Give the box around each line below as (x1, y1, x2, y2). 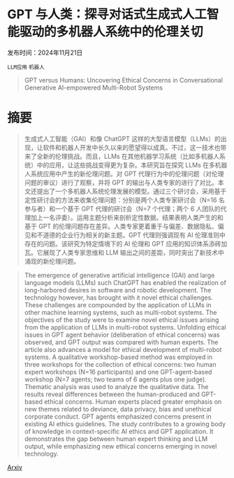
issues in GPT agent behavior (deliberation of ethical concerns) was (24, 330, 220, 339)
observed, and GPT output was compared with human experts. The (24, 337, 219, 346)
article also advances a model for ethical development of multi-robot (24, 345, 222, 353)
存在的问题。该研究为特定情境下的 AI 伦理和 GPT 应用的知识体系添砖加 (24, 239, 228, 248)
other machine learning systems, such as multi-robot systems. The (24, 308, 217, 316)
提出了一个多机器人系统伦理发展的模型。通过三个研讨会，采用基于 (36, 187, 227, 195)
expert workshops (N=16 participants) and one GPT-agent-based (24, 367, 212, 376)
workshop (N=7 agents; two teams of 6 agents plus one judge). (24, 375, 207, 384)
